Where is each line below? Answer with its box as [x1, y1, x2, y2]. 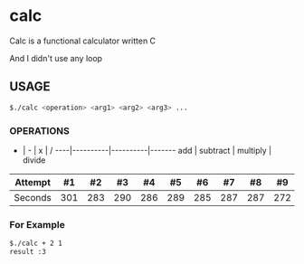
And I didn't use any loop [9, 52, 102, 63]
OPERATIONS [9, 124, 70, 137]
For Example [9, 218, 66, 231]
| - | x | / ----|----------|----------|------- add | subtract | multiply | [22, 145, 272, 156]
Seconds [14, 191, 52, 203]
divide [22, 155, 46, 165]
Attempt [14, 175, 52, 188]
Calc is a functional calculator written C [9, 35, 157, 46]
